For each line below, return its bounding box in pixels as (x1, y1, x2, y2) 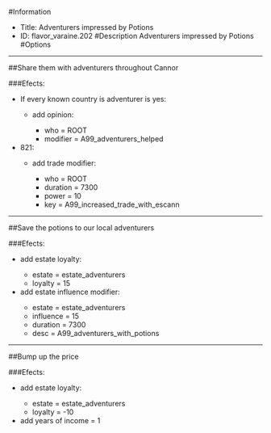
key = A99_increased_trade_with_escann (44, 200, 180, 209)
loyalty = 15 (31, 279, 71, 288)
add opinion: (31, 110, 74, 120)
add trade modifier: (31, 158, 97, 168)
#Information (8, 7, 52, 16)
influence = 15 (31, 311, 79, 321)
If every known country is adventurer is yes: (19, 95, 167, 103)
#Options (19, 40, 51, 49)
